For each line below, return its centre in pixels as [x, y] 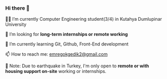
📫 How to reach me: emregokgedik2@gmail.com [57, 54]
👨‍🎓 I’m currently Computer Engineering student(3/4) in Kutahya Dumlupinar [84, 19]
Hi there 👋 [18, 8]
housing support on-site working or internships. [56, 71]
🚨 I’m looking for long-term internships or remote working [67, 34]
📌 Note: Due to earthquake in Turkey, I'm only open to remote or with [77, 66]
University [16, 24]
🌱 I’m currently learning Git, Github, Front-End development [67, 44]
